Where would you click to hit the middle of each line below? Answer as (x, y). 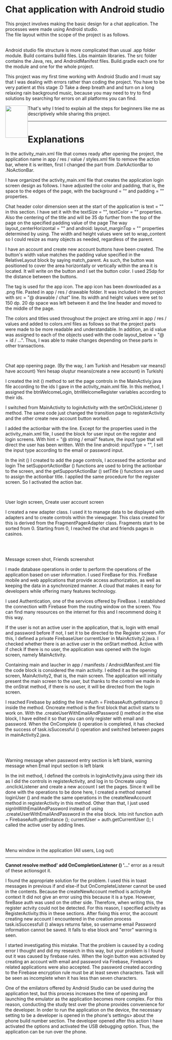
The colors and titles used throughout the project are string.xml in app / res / (86, 318)
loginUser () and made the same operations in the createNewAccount (79, 797)
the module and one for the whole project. (50, 66)
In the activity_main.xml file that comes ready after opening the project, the (84, 153)
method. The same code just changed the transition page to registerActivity (85, 413)
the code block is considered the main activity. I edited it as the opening (81, 670)
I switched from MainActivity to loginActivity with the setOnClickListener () (84, 407)
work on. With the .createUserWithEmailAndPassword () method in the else (84, 713)
